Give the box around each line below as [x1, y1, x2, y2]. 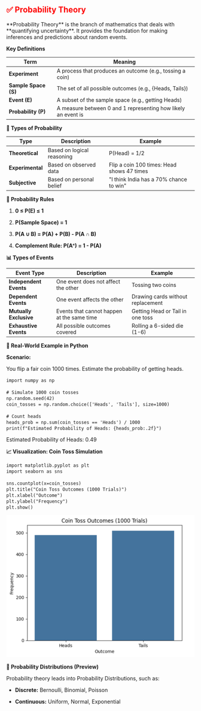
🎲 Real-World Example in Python [6, 341, 89, 349]
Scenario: [6, 353, 31, 361]
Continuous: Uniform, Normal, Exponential [14, 698, 121, 706]
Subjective [8, 179, 36, 186]
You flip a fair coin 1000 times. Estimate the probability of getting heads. [6, 365, 184, 372]
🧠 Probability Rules [6, 195, 54, 202]
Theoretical [8, 150, 38, 157]
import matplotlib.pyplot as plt [6, 462, 90, 468]
